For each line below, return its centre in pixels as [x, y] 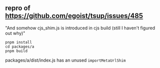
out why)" [15, 33]
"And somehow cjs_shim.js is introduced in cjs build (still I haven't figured [80, 28]
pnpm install [19, 42]
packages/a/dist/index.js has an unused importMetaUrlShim [65, 60]
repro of [18, 8]
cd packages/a [20, 47]
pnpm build [16, 51]
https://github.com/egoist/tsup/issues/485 [74, 16]
